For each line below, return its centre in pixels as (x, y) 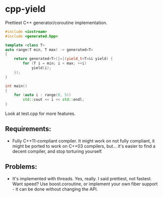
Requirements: (28, 129)
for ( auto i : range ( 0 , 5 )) (42, 95)
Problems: (21, 167)
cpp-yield (25, 9)
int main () (16, 86)
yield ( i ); (41, 68)
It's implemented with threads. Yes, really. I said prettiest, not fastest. (82, 178)
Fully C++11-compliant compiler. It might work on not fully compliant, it (83, 141)
